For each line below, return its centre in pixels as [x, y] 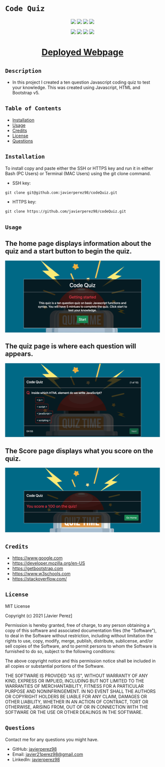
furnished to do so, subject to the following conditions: [60, 651]
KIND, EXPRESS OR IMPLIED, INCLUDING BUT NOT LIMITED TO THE [75, 680]
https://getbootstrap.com [38, 568]
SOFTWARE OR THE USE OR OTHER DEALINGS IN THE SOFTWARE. [74, 712]
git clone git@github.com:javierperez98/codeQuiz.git [61, 192]
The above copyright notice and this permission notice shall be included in [80, 661]
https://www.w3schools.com [41, 574]
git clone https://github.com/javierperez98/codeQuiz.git [66, 211]
